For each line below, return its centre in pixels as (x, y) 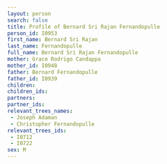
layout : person (29, 14)
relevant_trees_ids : (37, 131)
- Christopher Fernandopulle (53, 124)
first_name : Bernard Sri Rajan (53, 40)
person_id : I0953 (32, 33)
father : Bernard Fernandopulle (53, 72)
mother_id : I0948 (32, 66)
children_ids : (28, 91)
